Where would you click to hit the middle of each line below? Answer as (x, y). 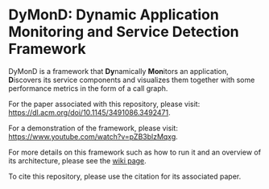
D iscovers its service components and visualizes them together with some (132, 80)
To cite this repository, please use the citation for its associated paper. (125, 176)
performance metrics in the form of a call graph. (88, 88)
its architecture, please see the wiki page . (77, 160)
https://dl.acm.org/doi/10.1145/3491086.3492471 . (89, 112)
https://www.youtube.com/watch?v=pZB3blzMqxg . (93, 136)
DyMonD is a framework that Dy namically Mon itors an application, (119, 71)
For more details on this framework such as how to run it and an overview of (135, 152)
